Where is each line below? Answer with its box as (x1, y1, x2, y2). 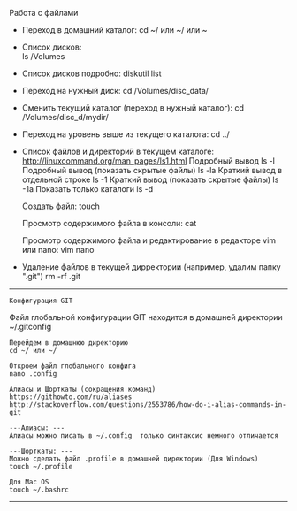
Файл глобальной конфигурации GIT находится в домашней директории (9, 312, 283, 322)
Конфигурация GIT (9, 296, 73, 305)
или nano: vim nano (21, 245, 95, 255)
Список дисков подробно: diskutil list (21, 68, 162, 79)
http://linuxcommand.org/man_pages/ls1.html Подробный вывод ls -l (21, 156, 276, 166)
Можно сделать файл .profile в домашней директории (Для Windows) (9, 454, 259, 463)
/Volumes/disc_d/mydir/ (21, 112, 109, 122)
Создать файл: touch (21, 201, 100, 211)
